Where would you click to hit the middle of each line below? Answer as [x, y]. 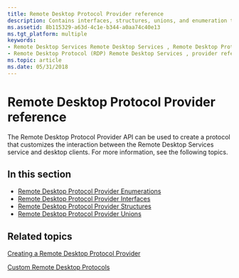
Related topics [40, 236]
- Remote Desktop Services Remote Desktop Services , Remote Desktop [113, 47]
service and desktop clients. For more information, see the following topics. [118, 152]
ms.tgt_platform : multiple [47, 34]
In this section [39, 174]
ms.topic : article [34, 60]
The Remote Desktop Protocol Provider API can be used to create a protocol [119, 137]
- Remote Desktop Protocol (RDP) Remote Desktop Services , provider [113, 54]
